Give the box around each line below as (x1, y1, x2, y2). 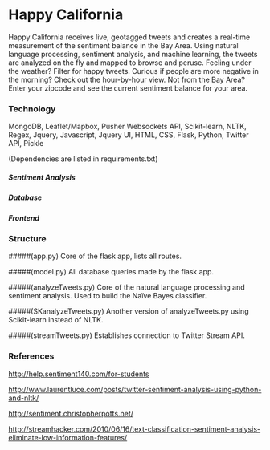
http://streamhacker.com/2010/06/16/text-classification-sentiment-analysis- (8, 424, 261, 434)
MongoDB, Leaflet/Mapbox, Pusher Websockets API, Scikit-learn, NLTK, (8, 122, 247, 132)
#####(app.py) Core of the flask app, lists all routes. (8, 251, 182, 261)
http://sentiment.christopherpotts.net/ (8, 408, 134, 418)
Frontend (8, 213, 40, 222)
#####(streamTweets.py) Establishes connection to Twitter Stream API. (8, 330, 245, 340)
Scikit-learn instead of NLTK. (8, 315, 104, 325)
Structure (8, 233, 47, 244)
